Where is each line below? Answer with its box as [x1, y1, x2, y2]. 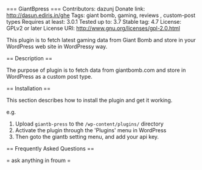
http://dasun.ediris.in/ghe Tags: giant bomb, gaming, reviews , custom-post [6, 12, 196, 19]
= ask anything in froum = [6, 157, 71, 164]
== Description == [6, 55, 53, 62]
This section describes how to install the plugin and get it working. [6, 97, 173, 104]
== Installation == [6, 85, 51, 92]
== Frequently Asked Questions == [6, 145, 94, 152]
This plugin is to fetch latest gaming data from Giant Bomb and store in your [6, 37, 196, 43]
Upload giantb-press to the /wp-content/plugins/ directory [15, 120, 164, 127]
